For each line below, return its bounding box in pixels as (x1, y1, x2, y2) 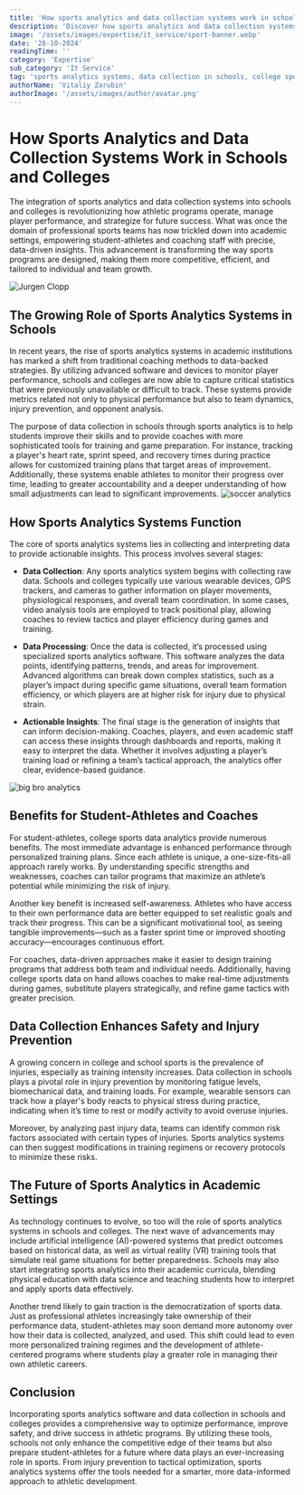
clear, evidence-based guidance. (22, 764, 147, 775)
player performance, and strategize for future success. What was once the (9, 216, 288, 226)
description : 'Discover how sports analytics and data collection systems (9, 22, 298, 31)
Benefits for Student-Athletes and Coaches (9, 808, 259, 824)
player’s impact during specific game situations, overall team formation (22, 680, 288, 691)
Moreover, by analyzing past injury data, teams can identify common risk (9, 1122, 280, 1133)
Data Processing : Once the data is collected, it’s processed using (22, 641, 267, 652)
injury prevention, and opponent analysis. (9, 404, 165, 415)
